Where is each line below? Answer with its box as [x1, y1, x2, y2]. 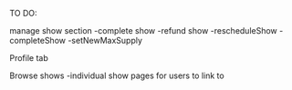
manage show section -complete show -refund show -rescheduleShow [9, 25, 278, 35]
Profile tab [9, 53, 48, 63]
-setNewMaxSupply [68, 35, 143, 45]
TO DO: [9, 8, 38, 18]
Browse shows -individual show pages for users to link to [9, 70, 225, 81]
